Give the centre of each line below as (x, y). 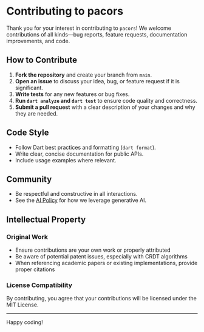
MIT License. (22, 305)
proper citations (35, 269)
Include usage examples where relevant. (66, 160)
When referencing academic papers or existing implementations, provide (106, 263)
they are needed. (36, 113)
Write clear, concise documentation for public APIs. (79, 154)
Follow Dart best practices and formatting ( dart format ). (85, 147)
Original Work (27, 237)
